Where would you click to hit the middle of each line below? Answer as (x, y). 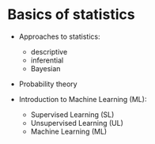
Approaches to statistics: (59, 36)
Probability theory (48, 84)
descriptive (49, 51)
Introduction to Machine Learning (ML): (83, 99)
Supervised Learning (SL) (72, 114)
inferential (47, 60)
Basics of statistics (71, 15)
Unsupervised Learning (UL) (77, 123)
